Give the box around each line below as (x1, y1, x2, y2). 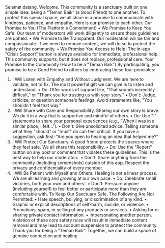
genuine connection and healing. (12, 233, 79, 239)
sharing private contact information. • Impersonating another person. (12, 212, 152, 218)
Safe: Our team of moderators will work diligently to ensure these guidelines (5, 30, 159, 36)
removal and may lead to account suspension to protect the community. (12, 222, 158, 228)
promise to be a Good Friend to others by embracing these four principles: (5, 67, 156, 73)
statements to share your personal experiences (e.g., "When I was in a (12, 118, 155, 124)
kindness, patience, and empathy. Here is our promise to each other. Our (5, 20, 152, 26)
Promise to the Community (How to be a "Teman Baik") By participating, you (5, 61, 160, 67)
